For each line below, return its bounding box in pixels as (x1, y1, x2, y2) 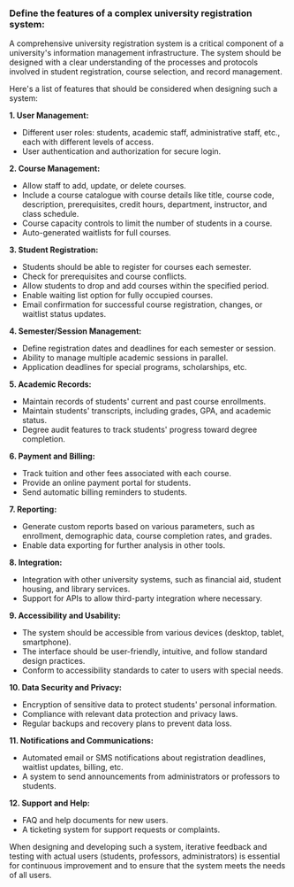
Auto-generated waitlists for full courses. (21, 228, 172, 238)
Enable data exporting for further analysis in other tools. (21, 540, 226, 551)
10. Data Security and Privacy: (9, 683, 122, 693)
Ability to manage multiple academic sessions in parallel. (21, 352, 229, 363)
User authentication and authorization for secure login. (21, 146, 222, 157)
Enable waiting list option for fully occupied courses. (21, 290, 214, 301)
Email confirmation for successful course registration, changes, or (21, 299, 263, 310)
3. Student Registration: (9, 244, 99, 255)
